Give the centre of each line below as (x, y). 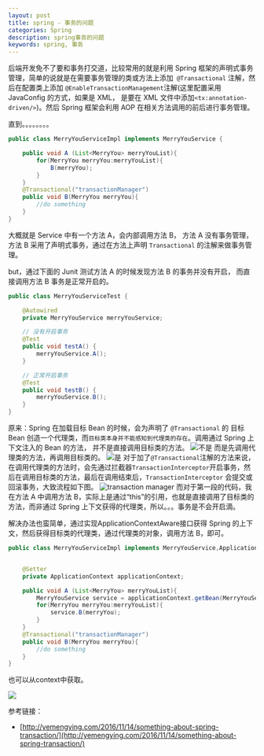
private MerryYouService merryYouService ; (93, 318)
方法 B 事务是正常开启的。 (71, 281)
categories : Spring (40, 30)
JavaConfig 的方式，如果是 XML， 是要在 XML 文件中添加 (101, 98)
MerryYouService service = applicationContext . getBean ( (130, 598)
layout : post (29, 15)
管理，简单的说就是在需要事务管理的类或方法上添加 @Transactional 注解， (128, 78)
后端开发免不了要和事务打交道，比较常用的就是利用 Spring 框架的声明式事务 (131, 68)
